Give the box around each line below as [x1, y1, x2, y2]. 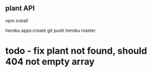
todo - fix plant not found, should [5, 45, 147, 56]
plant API [5, 4, 35, 13]
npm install [5, 17, 28, 23]
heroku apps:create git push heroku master [5, 27, 96, 33]
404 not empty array [5, 56, 95, 67]
